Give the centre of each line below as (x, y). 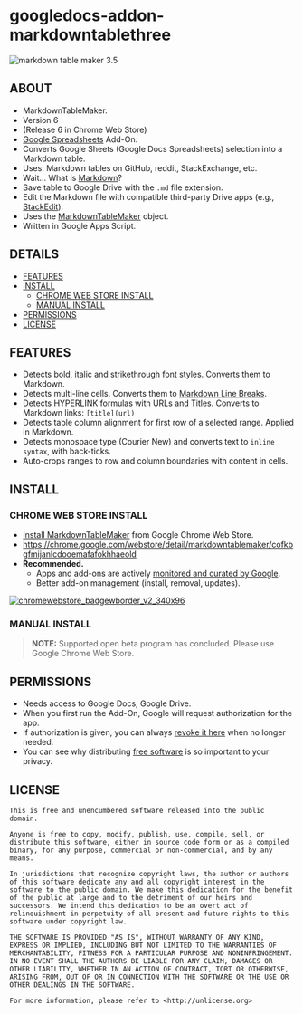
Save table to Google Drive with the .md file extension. (123, 187)
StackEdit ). (43, 206)
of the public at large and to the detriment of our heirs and (131, 897)
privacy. (37, 761)
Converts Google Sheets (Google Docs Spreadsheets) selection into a (152, 148)
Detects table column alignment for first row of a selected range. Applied (158, 423)
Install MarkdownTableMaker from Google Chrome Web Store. (138, 535)
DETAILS (34, 254)
